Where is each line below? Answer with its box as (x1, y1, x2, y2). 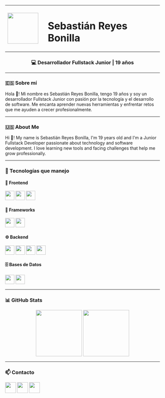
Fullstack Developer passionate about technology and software (5, 140, 133, 146)
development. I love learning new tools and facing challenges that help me (5, 145, 156, 151)
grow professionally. (5, 151, 46, 157)
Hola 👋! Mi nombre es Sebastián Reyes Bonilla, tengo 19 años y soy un (5, 91, 147, 97)
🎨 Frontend (5, 180, 28, 186)
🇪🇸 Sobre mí (5, 80, 37, 86)
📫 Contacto (5, 369, 34, 376)
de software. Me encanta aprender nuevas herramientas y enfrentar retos (5, 101, 154, 107)
